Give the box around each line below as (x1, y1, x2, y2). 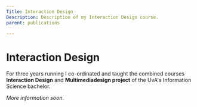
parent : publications (6, 20, 60, 26)
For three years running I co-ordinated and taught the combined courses (6, 70, 185, 77)
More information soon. (6, 95, 64, 102)
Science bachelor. (6, 83, 51, 90)
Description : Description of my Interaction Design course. (6, 14, 159, 20)
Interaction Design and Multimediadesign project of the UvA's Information (6, 77, 192, 84)
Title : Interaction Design (6, 8, 73, 15)
